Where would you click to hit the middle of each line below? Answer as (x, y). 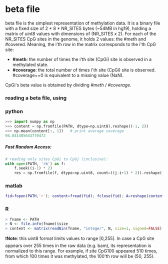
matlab (14, 186)
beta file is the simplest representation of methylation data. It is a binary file (83, 23)
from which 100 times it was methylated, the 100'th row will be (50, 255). (80, 256)
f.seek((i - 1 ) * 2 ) (33, 168)
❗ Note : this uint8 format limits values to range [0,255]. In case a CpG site (80, 238)
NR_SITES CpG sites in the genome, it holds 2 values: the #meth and (76, 39)
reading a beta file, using (36, 97)
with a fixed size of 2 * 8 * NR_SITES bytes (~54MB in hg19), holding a (78, 28)
